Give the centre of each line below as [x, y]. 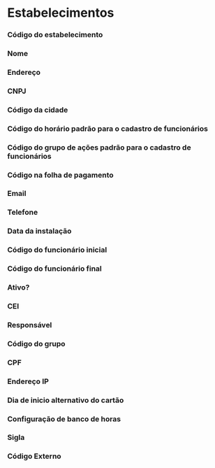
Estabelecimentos [61, 13]
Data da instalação [39, 231]
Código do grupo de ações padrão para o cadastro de [99, 147]
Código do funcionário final [55, 269]
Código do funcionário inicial [57, 250]
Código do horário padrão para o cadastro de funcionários [107, 129]
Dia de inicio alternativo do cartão [66, 400]
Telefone [23, 213]
